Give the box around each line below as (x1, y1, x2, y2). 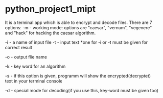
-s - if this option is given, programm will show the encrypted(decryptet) (5, 73, 151, 78)
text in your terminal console (5, 78, 63, 84)
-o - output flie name (5, 54, 47, 59)
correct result (5, 44, 33, 50)
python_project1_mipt (5, 3, 96, 15)
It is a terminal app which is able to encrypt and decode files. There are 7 (5, 20, 153, 25)
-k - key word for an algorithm (5, 63, 66, 69)
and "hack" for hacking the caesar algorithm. (5, 30, 96, 36)
